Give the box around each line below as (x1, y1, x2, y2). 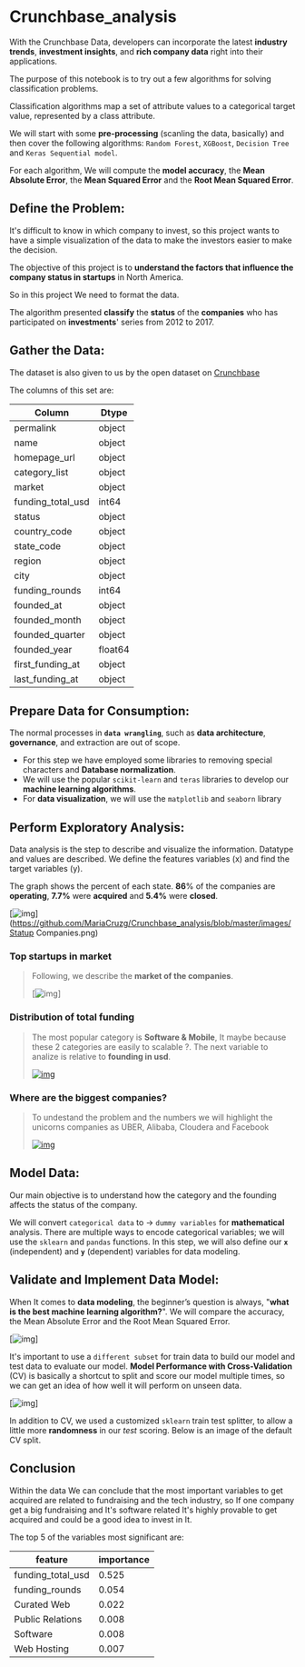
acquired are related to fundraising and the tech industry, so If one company (9, 1494, 295, 1505)
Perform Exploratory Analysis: (9, 820, 185, 835)
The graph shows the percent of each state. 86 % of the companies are (9, 881, 276, 892)
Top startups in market (9, 950, 112, 963)
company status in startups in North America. (9, 271, 184, 283)
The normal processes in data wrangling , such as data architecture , (9, 727, 266, 738)
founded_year (14, 643, 73, 655)
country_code (14, 524, 73, 537)
